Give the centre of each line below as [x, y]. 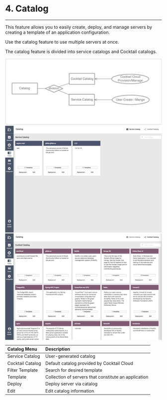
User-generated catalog [70, 356]
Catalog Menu [22, 349]
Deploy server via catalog [72, 384]
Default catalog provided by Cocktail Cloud [89, 363]
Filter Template [23, 370]
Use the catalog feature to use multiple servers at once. [62, 42]
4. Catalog [27, 9]
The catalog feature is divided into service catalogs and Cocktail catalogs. [81, 51]
